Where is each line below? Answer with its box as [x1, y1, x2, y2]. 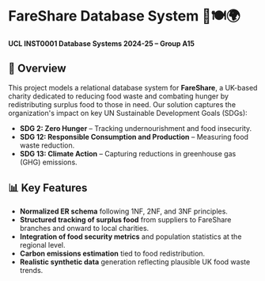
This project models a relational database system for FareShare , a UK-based [8, 83, 258, 92]
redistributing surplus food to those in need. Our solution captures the [8, 99, 236, 109]
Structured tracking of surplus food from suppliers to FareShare [19, 214, 232, 224]
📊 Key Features [8, 181, 88, 195]
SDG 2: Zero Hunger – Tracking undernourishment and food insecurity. [19, 123, 252, 133]
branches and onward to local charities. [19, 223, 150, 233]
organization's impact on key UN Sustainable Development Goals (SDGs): [8, 108, 248, 117]
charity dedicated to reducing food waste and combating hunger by [8, 91, 229, 101]
